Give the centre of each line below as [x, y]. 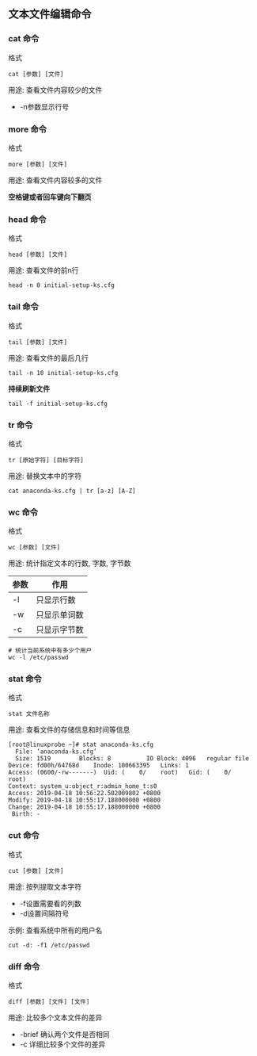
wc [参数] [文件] [34, 548]
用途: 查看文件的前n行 [43, 270]
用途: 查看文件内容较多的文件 [55, 180]
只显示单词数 [60, 615]
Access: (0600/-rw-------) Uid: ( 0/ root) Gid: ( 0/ [120, 773]
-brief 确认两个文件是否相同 [64, 1035]
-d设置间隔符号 [44, 913]
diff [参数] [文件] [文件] [49, 1002]
